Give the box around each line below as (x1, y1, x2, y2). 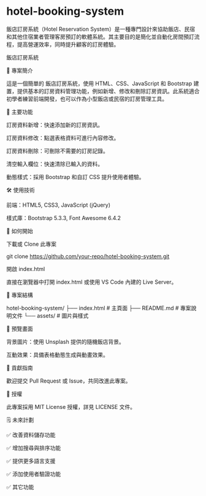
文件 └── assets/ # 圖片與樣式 (11, 311, 89, 319)
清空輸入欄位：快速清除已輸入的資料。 (6, 160, 103, 167)
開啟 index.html (6, 265, 45, 272)
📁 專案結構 (6, 291, 34, 299)
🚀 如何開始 (6, 227, 34, 234)
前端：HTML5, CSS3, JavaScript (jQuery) (6, 201, 111, 208)
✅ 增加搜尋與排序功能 (6, 444, 61, 451)
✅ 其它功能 (6, 483, 34, 490)
